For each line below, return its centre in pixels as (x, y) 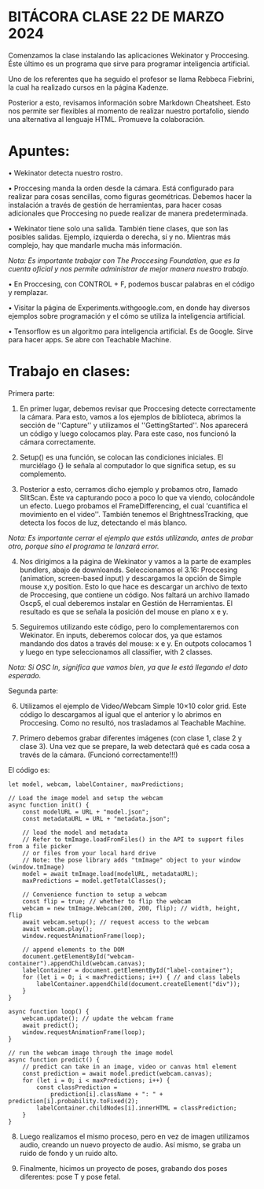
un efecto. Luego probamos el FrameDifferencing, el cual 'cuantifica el (134, 506)
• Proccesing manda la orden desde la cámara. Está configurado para (121, 188)
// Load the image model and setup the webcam (86, 798)
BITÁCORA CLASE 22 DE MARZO (116, 17)
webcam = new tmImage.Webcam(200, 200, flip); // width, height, (132, 908)
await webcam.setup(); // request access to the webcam (116, 922)
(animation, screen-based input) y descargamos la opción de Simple (130, 578)
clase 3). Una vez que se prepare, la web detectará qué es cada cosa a (135, 746)
